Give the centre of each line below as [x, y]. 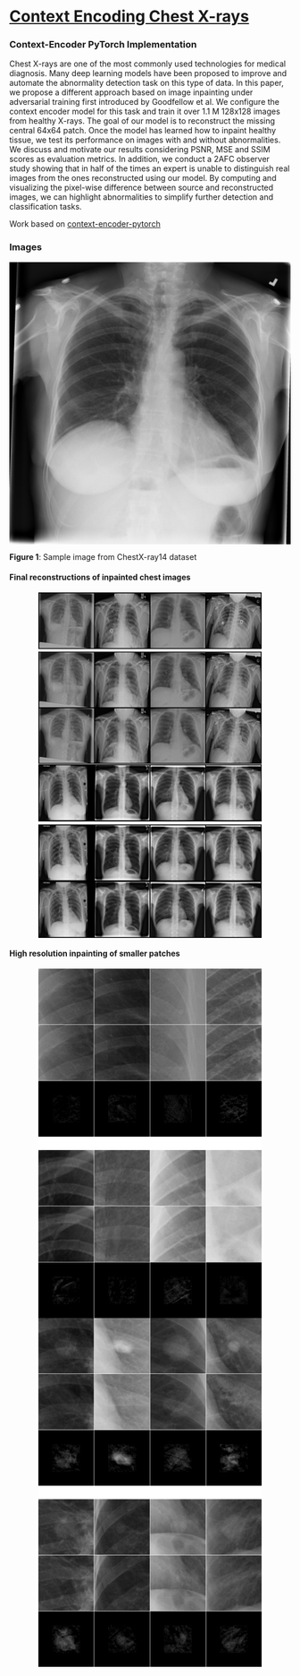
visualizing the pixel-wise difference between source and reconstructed [142, 188]
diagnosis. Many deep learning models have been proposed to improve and [148, 73]
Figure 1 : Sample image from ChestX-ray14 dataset [103, 556]
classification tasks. [46, 207]
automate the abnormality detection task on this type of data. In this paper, [146, 83]
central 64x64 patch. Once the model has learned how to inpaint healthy [143, 131]
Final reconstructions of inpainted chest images [100, 577]
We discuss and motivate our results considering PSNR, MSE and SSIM [140, 150]
